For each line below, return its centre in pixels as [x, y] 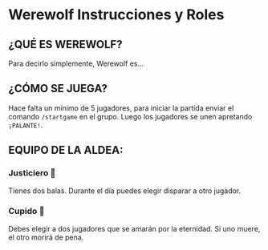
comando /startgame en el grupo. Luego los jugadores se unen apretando [130, 116]
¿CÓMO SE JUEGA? [58, 89]
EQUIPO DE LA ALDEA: [66, 150]
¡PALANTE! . [26, 125]
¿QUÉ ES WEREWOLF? [65, 44]
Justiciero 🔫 [32, 173]
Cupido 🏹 [26, 212]
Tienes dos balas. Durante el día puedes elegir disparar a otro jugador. [125, 191]
